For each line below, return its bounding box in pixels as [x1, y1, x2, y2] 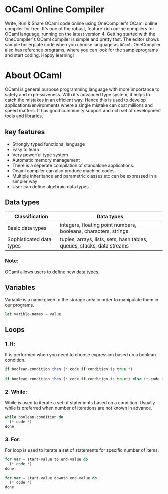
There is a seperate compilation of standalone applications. [12, 162, 135, 168]
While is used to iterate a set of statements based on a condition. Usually [5, 400, 155, 406]
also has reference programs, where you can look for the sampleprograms [5, 47, 158, 53]
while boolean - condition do [5, 415, 64, 420]
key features [5, 128, 45, 136]
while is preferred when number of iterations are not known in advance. [5, 405, 152, 411]
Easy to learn [12, 146, 40, 152]
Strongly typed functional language [12, 141, 85, 147]
